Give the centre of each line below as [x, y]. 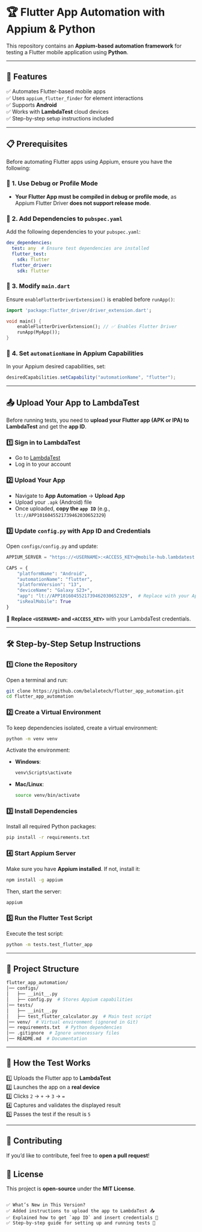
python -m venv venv [32, 738]
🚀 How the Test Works [48, 1063]
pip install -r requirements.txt [48, 838]
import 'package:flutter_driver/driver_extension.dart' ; [79, 310]
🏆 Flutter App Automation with [86, 12]
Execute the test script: [35, 933]
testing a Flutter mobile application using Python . [67, 52]
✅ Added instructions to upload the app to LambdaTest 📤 [81, 1211]
